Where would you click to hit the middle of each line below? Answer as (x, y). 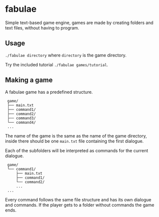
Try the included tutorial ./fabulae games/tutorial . (57, 64)
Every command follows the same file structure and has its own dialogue (78, 199)
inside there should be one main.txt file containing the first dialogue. (74, 141)
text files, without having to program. (42, 27)
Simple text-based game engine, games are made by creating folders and (79, 23)
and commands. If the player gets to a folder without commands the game (80, 205)
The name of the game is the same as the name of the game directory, (76, 136)
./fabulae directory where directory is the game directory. (66, 55)
